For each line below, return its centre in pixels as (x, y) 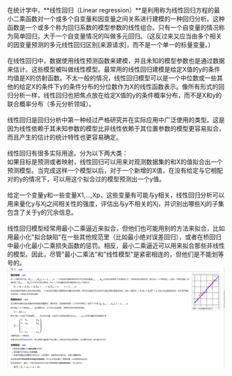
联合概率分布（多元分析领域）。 (51, 104)
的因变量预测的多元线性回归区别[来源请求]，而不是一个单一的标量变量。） (111, 45)
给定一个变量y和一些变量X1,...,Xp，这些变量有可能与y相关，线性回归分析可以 (116, 195)
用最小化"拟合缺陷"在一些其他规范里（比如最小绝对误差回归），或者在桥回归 (115, 237)
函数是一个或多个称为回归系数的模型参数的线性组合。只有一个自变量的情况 (113, 27)
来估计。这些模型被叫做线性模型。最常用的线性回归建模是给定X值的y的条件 (114, 69)
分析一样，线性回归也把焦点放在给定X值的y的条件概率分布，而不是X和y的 (117, 95)
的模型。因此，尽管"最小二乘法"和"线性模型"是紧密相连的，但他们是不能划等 (116, 254)
